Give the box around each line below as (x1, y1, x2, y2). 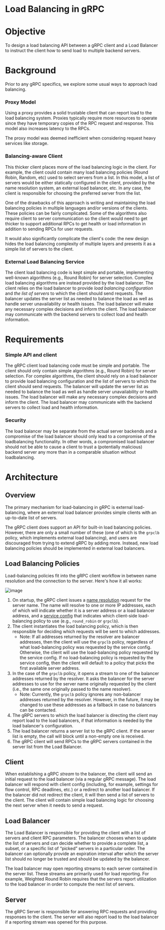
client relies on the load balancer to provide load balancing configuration (5, 285, 153, 291)
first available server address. (19, 665, 80, 671)
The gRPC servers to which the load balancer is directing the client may (12, 712, 158, 718)
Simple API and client (5, 352, 58, 358)
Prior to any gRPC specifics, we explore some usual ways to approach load (5, 81, 158, 87)
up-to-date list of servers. (5, 514, 58, 521)
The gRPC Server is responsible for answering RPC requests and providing (5, 908, 157, 914)
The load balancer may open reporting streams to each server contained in (5, 865, 158, 871)
